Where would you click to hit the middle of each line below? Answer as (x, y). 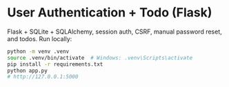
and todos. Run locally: (40, 38)
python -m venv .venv (38, 51)
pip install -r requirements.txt (55, 64)
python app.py (28, 71)
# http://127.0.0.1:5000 (43, 77)
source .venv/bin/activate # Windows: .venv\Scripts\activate (100, 58)
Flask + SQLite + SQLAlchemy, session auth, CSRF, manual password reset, (114, 32)
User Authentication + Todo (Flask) (110, 13)
